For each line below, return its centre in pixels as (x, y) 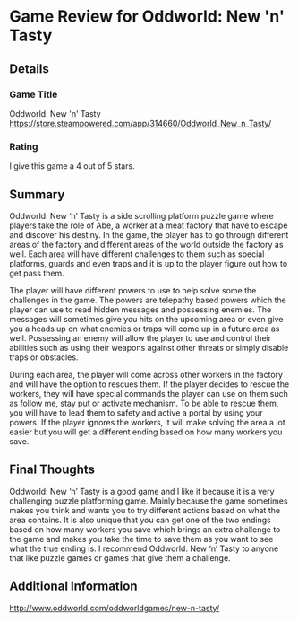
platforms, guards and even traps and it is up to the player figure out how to (149, 263)
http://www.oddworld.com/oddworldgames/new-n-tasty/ (115, 608)
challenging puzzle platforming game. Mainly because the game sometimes (149, 501)
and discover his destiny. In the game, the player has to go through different (149, 234)
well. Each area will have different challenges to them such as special (137, 254)
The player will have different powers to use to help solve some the (133, 290)
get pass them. (37, 273)
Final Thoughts (52, 470)
